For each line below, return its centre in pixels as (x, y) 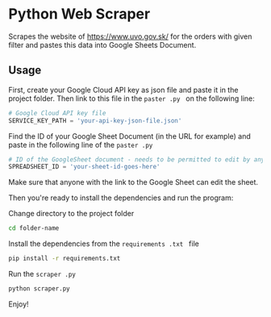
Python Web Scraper (79, 14)
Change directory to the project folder (71, 214)
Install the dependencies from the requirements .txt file (104, 244)
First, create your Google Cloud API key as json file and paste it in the (123, 90)
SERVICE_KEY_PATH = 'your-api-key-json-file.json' (95, 121)
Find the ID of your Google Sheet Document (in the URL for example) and (130, 136)
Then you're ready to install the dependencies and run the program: (121, 198)
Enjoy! (19, 304)
